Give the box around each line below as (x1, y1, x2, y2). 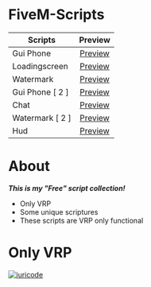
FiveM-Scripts (8, 6, 105, 24)
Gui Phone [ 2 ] (12, 86, 69, 97)
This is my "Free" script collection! (8, 183, 126, 192)
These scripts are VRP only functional (19, 215, 144, 225)
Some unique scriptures (19, 207, 99, 216)
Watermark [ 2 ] (12, 112, 72, 123)
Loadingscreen (12, 60, 69, 72)
